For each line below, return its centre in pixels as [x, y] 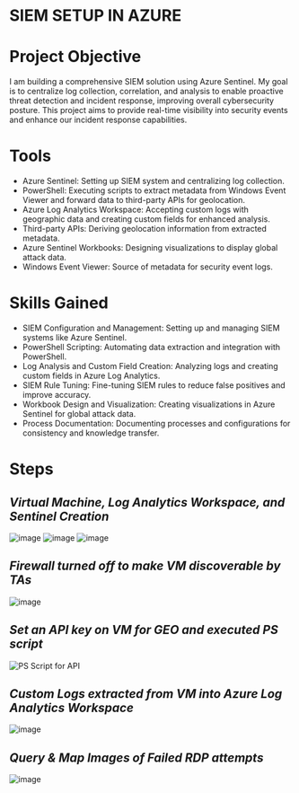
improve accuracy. [57, 395]
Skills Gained [59, 303]
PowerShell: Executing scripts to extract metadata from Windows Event [154, 190]
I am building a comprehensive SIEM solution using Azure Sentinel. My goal [149, 82]
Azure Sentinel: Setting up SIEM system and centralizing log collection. [154, 181]
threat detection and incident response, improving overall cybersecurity [142, 101]
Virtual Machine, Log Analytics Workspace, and [147, 502]
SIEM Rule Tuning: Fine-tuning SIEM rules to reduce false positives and [154, 385]
